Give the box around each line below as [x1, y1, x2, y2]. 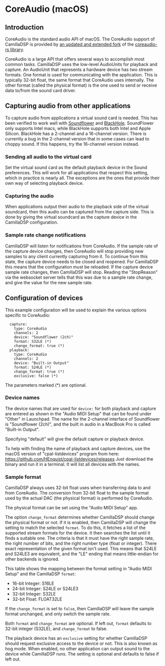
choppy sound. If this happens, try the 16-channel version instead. [5, 141, 139, 147]
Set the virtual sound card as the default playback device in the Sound [5, 165, 147, 170]
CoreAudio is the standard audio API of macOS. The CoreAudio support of [5, 36, 155, 42]
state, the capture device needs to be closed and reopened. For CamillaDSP [5, 259, 159, 265]
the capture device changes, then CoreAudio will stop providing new [5, 248, 144, 254]
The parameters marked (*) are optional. [5, 382, 87, 388]
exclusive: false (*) [14, 373, 58, 378]
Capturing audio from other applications [5, 102, 131, 110]
